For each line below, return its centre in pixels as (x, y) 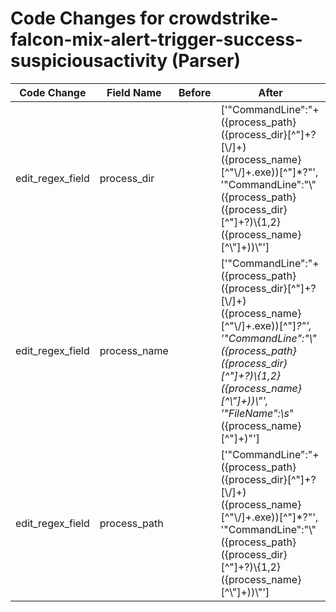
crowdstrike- (223, 18)
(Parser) (206, 61)
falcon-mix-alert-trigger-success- (156, 39)
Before (195, 92)
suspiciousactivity (89, 61)
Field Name (134, 92)
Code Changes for (87, 18)
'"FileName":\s (255, 413)
